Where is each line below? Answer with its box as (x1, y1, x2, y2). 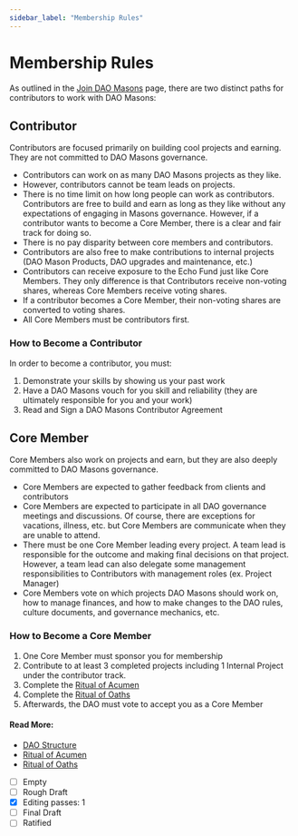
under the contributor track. (22, 669, 127, 681)
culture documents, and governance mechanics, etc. (22, 607, 220, 618)
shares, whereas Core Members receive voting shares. (22, 285, 227, 296)
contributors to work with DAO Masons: (9, 92, 157, 103)
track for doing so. (22, 228, 92, 239)
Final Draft (22, 807, 62, 818)
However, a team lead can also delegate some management (22, 559, 246, 570)
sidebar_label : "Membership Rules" (9, 13, 144, 23)
